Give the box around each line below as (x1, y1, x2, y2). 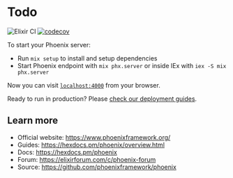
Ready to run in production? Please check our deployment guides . (7, 95, 197, 103)
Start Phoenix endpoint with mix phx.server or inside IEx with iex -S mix (17, 61, 227, 70)
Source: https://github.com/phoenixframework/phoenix (17, 163, 176, 171)
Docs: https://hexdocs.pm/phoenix (17, 147, 117, 156)
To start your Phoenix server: (7, 40, 91, 49)
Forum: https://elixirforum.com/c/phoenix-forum (17, 155, 156, 163)
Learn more (7, 115, 59, 127)
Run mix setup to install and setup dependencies (17, 54, 158, 63)
